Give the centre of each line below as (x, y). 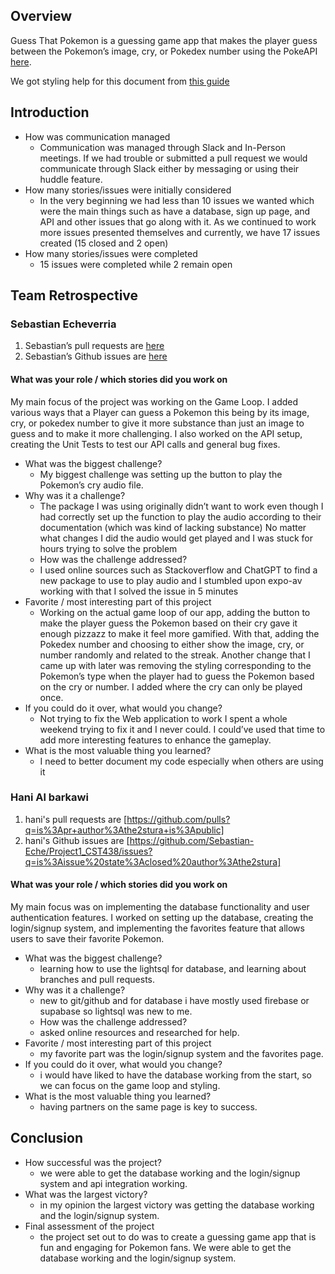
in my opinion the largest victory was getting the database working (177, 1205)
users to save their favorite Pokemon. (87, 939)
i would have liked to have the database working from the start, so (175, 1075)
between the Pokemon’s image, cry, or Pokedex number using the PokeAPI (164, 51)
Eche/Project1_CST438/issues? (88, 851)
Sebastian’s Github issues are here (96, 356)
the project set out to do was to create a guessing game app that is (178, 1236)
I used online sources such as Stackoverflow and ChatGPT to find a (178, 570)
